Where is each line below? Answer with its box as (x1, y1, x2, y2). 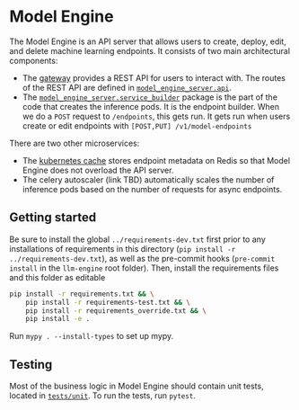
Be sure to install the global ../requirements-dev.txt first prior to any (9, 234, 267, 245)
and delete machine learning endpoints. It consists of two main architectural (9, 45, 290, 56)
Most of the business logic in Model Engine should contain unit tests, (9, 380, 264, 392)
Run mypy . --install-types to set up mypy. (9, 331, 174, 342)
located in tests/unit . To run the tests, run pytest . (9, 390, 196, 401)
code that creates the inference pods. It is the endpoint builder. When (22, 101, 280, 111)
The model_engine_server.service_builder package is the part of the (22, 92, 278, 102)
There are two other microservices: (9, 138, 140, 148)
